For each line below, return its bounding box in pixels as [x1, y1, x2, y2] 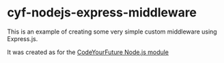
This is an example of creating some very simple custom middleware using [7, 27, 217, 36]
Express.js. [7, 34, 38, 42]
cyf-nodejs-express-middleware [7, 5, 197, 21]
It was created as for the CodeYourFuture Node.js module [7, 48, 169, 56]
